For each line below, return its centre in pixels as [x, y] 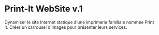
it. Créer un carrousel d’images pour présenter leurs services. [66, 27]
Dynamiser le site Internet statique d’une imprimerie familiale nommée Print [79, 22]
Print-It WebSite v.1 [44, 9]
